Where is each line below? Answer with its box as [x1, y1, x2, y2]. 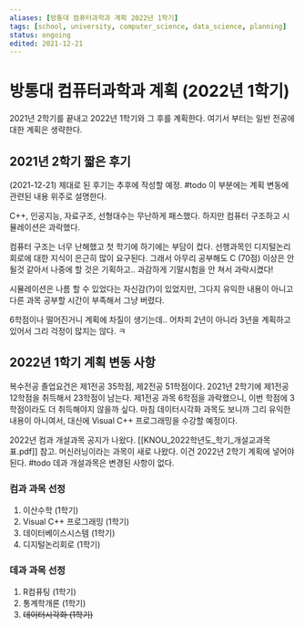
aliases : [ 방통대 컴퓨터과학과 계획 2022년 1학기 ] [9, 13, 179, 23]
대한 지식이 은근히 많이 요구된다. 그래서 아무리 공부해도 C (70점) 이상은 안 [33, 253, 295, 263]
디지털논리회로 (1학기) [22, 539, 101, 550]
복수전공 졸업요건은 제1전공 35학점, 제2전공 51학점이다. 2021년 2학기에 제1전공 [9, 381, 289, 392]
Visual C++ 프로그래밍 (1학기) [22, 517, 130, 528]
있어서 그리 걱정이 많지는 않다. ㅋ [9, 326, 127, 336]
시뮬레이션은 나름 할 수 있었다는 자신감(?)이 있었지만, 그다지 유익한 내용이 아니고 [9, 284, 294, 294]
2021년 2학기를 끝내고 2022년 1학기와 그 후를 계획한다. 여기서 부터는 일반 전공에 [9, 113, 296, 124]
